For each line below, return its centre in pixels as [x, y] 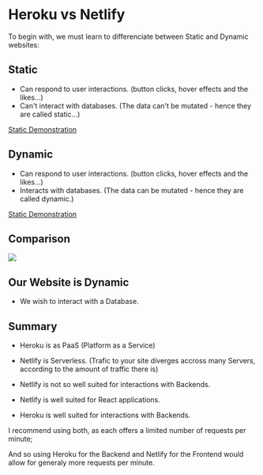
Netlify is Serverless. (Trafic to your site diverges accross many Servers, [137, 361]
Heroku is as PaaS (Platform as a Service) [87, 345]
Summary [33, 326]
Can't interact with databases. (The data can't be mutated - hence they [135, 105]
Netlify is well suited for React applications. [90, 400]
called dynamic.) [47, 199]
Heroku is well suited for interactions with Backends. [105, 415]
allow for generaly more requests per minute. [82, 462]
